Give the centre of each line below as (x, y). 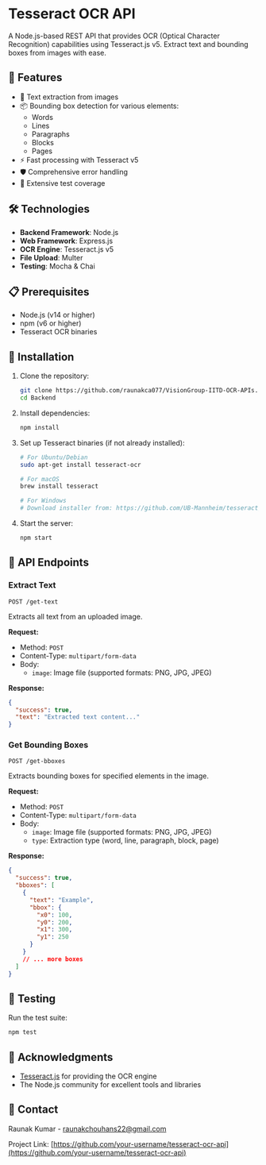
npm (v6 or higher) (50, 323)
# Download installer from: (66, 508)
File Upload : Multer (51, 257)
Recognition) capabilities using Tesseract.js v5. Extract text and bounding (128, 44)
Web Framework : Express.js (66, 241)
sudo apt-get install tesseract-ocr (80, 465)
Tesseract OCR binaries (58, 332)
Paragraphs (50, 134)
